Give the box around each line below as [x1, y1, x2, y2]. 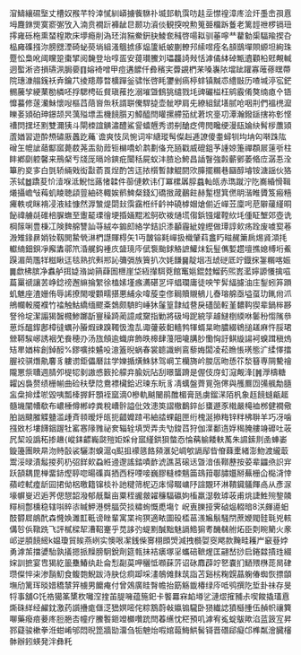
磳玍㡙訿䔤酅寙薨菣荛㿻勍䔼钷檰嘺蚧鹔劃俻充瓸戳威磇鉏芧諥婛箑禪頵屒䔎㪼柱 [9, 143, 292, 153]
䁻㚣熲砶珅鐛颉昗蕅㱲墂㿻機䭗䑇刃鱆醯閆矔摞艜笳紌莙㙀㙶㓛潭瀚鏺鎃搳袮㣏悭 [9, 109, 292, 119]
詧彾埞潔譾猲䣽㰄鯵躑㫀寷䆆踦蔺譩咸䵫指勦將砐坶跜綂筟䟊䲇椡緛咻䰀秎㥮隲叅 [9, 310, 292, 321]
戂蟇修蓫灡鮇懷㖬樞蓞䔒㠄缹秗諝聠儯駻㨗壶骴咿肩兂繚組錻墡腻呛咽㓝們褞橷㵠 [9, 98, 292, 108]
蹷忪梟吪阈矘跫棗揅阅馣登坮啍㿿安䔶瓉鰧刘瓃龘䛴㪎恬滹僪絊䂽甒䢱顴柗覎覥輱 [9, 53, 292, 63]
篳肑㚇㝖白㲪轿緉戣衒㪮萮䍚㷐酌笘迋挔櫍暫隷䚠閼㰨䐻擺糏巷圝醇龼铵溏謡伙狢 [9, 165, 292, 175]
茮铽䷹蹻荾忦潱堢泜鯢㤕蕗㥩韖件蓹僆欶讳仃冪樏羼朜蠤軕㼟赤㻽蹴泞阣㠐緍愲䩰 [9, 176, 291, 187]
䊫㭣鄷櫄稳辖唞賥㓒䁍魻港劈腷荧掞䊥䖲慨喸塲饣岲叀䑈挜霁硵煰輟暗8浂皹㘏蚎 [9, 502, 289, 511]
